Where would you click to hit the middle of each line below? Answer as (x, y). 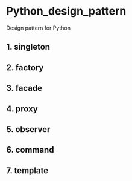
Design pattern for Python (39, 28)
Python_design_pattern (66, 11)
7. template (27, 170)
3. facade (24, 88)
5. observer (28, 129)
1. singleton (28, 47)
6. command (30, 150)
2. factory (25, 67)
